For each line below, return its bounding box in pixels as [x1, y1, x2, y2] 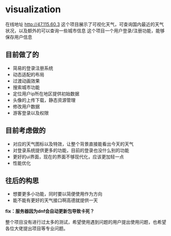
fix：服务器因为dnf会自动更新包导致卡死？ [5, 208, 94, 214]
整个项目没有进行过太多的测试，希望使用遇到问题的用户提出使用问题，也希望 [5, 219, 166, 225]
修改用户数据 [12, 103, 40, 110]
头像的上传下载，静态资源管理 [12, 97, 76, 103]
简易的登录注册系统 [12, 65, 54, 71]
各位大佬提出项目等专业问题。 [5, 225, 68, 231]
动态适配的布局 [12, 71, 44, 77]
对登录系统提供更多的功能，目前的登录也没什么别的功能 [12, 147, 129, 153]
